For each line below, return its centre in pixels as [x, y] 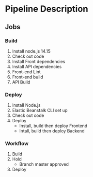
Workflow [17, 144]
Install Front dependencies [39, 61]
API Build [21, 82]
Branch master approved [44, 164]
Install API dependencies [37, 66]
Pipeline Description [47, 9]
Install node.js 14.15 [31, 51]
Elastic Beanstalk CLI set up [40, 111]
